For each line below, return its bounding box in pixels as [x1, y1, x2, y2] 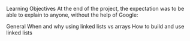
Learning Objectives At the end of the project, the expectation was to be [6, 5, 185, 12]
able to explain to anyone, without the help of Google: [6, 11, 138, 18]
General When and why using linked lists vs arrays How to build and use [6, 23, 185, 30]
